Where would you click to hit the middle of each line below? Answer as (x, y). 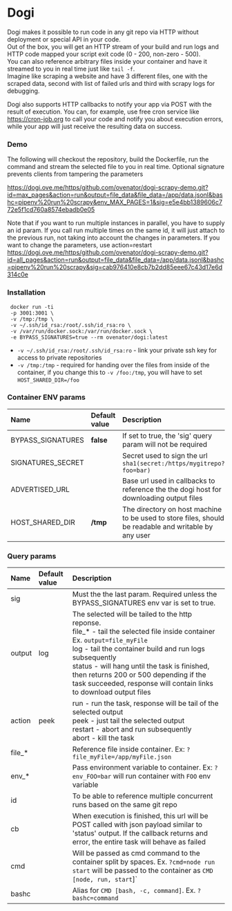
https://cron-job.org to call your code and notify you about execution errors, (115, 118)
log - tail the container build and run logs (138, 649)
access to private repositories (59, 357)
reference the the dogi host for (172, 489)
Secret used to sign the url (165, 455)
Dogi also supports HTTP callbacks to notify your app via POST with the (109, 104)
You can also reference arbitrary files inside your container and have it (107, 61)
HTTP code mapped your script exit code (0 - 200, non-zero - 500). (104, 54)
